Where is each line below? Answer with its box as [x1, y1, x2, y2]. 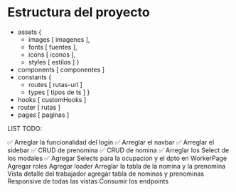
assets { [17, 28, 42, 36]
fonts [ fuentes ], [28, 43, 77, 51]
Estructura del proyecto [7, 4, 151, 21]
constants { [17, 72, 52, 81]
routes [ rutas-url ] [28, 80, 83, 89]
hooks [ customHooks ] [17, 95, 87, 103]
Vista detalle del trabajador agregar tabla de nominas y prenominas [7, 169, 205, 178]
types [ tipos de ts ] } [28, 88, 90, 96]
